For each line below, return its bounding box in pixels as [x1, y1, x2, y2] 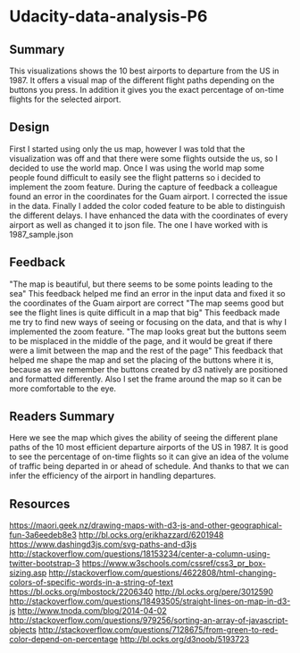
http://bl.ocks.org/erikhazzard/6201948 [79, 530, 224, 540]
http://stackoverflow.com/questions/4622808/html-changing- [48, 567, 277, 578]
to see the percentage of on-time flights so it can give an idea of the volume [9, 451, 289, 462]
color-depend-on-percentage [9, 634, 119, 645]
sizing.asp [9, 567, 47, 578]
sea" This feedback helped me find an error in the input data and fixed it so [9, 288, 286, 298]
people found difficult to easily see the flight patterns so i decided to [9, 172, 262, 182]
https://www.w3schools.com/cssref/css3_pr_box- [81, 558, 266, 569]
